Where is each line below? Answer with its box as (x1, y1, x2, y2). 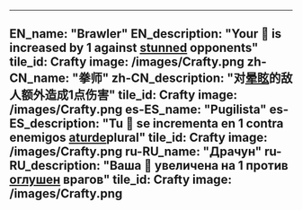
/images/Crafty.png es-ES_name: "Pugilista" (9, 102, 267, 118)
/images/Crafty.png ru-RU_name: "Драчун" (9, 144, 262, 160)
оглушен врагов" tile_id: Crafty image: (9, 172, 232, 188)
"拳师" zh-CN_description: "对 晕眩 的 (71, 71, 281, 86)
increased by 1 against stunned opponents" (9, 40, 259, 56)
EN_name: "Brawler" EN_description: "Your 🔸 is (9, 26, 282, 41)
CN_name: (9, 71, 70, 86)
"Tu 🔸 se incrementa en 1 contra (102, 116, 284, 131)
